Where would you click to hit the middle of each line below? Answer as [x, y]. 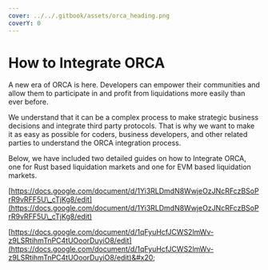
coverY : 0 [25, 23]
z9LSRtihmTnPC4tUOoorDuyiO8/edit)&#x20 [81, 258]
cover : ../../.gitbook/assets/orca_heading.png [89, 16]
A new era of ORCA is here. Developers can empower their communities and [134, 85]
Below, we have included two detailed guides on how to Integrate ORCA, [127, 159]
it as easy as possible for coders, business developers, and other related [128, 135]
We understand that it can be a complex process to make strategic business [134, 118]
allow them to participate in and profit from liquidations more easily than [127, 94]
